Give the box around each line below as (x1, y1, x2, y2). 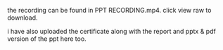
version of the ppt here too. (7, 35, 87, 43)
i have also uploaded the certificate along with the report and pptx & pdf (7, 27, 216, 35)
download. (7, 13, 38, 22)
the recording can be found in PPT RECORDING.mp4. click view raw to (7, 6, 212, 14)
